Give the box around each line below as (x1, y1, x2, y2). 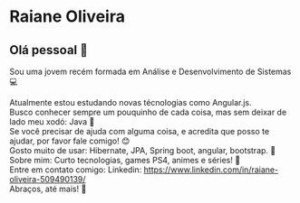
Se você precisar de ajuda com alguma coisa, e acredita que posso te (9, 126, 270, 136)
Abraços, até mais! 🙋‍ (9, 183, 87, 194)
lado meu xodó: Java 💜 (9, 116, 95, 127)
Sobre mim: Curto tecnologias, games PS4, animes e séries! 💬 (9, 155, 241, 165)
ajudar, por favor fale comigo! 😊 (9, 135, 131, 146)
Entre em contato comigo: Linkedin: (9, 164, 142, 175)
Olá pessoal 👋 (9, 42, 89, 58)
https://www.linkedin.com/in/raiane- (143, 164, 279, 175)
